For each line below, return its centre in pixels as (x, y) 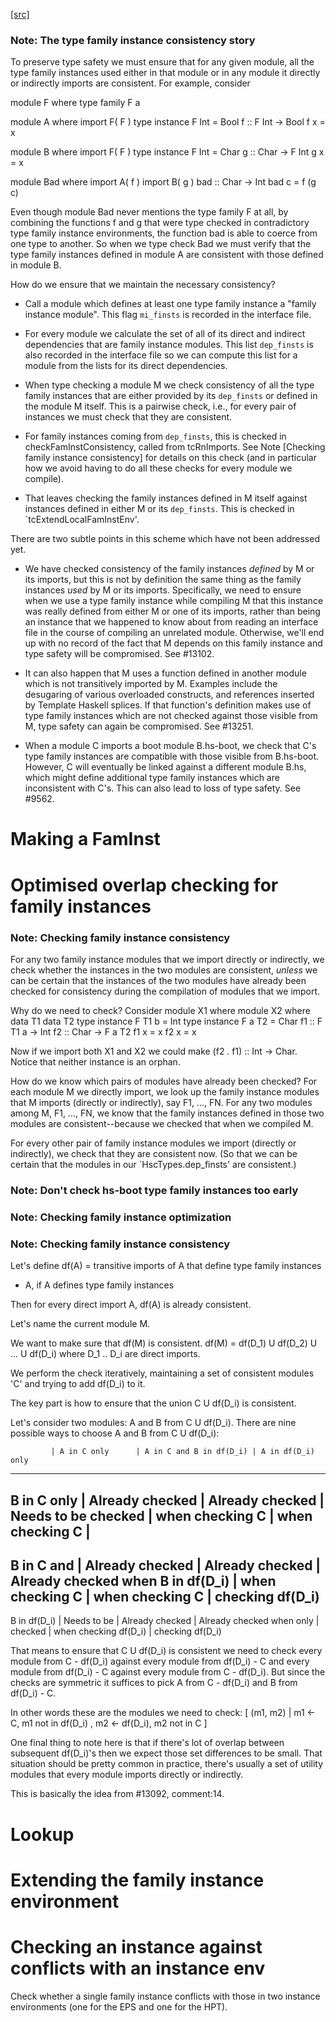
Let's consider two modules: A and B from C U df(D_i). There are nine (153, 1423)
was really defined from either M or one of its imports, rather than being (172, 611)
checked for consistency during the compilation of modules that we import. (165, 991)
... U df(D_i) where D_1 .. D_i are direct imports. (105, 1354)
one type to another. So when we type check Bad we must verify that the (161, 244)
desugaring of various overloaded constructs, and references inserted (169, 695)
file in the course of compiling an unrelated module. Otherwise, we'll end (174, 633)
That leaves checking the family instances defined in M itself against (166, 498)
